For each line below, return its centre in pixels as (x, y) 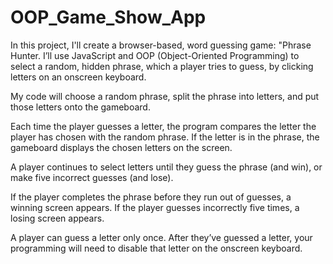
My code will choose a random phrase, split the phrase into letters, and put (165, 96)
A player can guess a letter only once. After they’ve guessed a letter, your (161, 237)
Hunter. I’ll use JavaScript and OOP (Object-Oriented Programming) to (155, 55)
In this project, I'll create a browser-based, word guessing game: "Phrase (161, 45)
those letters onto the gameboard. (80, 107)
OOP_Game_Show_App (108, 17)
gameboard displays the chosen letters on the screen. (121, 147)
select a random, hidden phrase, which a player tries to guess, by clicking (162, 66)
